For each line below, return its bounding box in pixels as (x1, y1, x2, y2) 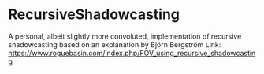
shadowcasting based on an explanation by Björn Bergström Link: (8, 39, 221, 49)
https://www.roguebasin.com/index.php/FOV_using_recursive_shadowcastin (8, 48, 256, 57)
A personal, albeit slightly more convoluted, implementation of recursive (8, 31, 242, 41)
